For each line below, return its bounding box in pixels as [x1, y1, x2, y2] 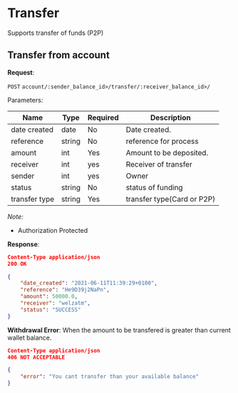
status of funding [125, 182, 183, 192]
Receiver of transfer [125, 159, 192, 169]
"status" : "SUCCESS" [20, 306, 81, 313]
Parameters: [7, 95, 43, 104]
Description [150, 112, 191, 122]
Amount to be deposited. [125, 147, 209, 157]
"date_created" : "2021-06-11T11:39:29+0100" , [20, 280, 158, 287]
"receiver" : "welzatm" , [20, 300, 91, 307]
